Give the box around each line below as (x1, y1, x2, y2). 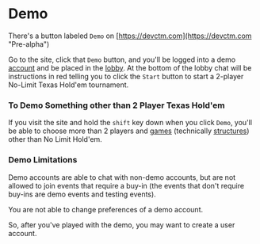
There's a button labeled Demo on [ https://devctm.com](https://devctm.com (8, 31, 252, 40)
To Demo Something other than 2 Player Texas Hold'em (8, 100, 225, 111)
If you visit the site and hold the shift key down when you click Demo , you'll (8, 118, 252, 128)
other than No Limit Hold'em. (8, 135, 103, 144)
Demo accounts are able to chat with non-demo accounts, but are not (8, 172, 236, 182)
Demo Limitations (8, 154, 78, 166)
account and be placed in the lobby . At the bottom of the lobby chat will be (8, 63, 252, 72)
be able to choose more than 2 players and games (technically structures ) (8, 126, 250, 135)
